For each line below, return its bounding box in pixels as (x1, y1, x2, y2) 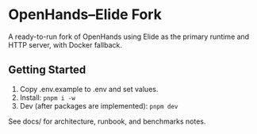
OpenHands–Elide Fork (8, 6, 163, 24)
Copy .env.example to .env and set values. (19, 84, 159, 94)
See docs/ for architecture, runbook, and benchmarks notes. (8, 117, 206, 126)
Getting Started (8, 63, 86, 77)
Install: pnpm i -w (19, 93, 75, 102)
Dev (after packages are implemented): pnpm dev (19, 101, 178, 110)
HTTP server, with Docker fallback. (8, 40, 123, 49)
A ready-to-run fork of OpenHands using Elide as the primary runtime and (8, 32, 250, 41)
